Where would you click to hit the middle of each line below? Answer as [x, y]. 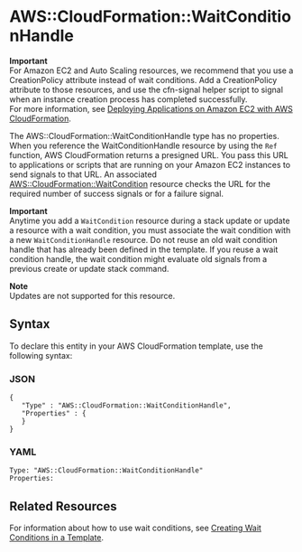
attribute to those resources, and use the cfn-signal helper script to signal [146, 89]
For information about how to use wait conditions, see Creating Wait [135, 528]
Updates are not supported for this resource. [92, 295]
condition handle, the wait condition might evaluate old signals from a [138, 258]
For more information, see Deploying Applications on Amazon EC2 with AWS [151, 108]
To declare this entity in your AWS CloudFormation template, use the [136, 346]
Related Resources [63, 506]
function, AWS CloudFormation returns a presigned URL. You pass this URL [149, 154]
